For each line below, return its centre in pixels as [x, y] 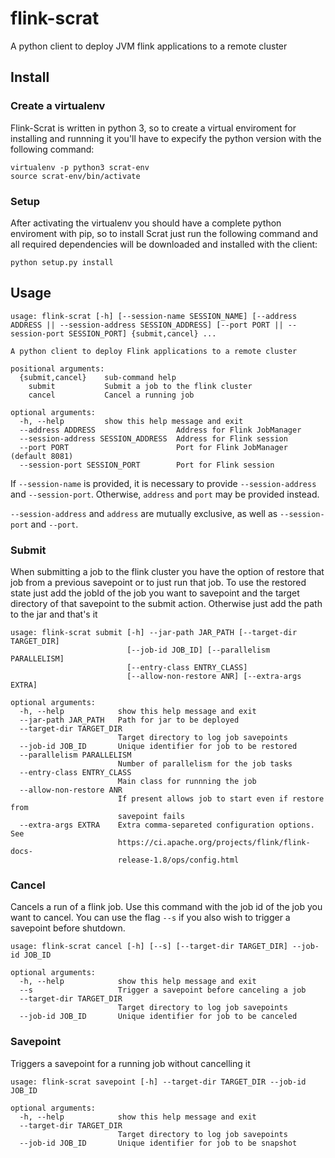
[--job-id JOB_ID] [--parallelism [198, 650]
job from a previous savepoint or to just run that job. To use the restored [158, 583]
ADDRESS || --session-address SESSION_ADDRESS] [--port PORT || [147, 325]
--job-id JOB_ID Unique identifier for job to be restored [158, 747]
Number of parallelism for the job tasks [205, 764]
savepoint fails [151, 817]
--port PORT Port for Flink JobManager [153, 447]
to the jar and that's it [54, 614]
